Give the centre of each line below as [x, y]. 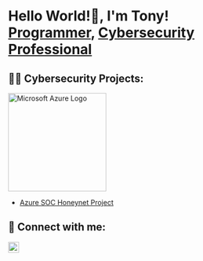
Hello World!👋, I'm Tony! [89, 16]
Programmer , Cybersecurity [101, 33]
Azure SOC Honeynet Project [66, 202]
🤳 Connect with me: [57, 227]
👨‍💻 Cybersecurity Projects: [76, 78]
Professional [50, 50]
